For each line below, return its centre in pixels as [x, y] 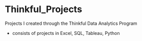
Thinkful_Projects [44, 9]
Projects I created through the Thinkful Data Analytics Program [71, 23]
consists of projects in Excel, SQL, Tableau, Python [66, 33]
